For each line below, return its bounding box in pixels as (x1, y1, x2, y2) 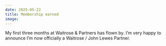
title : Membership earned (5, 12, 59, 17)
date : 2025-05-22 (5, 7, 41, 12)
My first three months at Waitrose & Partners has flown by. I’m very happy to (5, 30, 162, 36)
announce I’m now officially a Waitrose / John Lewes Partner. (5, 35, 130, 41)
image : (5, 16, 19, 21)
